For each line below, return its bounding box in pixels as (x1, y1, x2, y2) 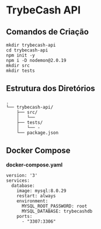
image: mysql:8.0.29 (16, 188, 67, 193)
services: (6, 178, 30, 183)
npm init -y (6, 53, 35, 58)
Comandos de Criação (6, 27, 89, 37)
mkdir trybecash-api (6, 42, 57, 48)
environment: (16, 198, 48, 204)
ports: (16, 213, 33, 219)
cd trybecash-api (6, 47, 48, 53)
